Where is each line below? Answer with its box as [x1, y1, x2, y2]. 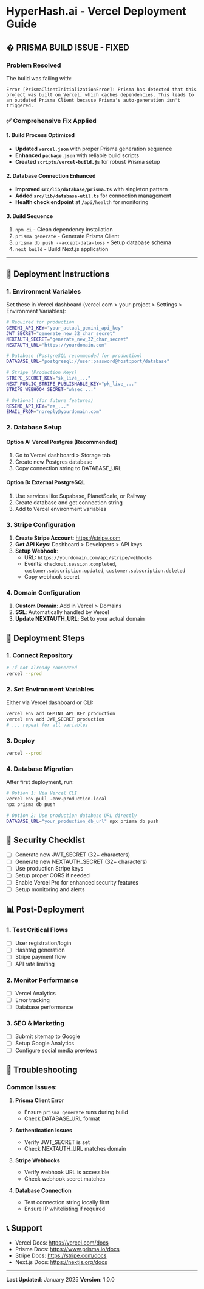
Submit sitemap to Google [15, 1033, 80, 1040]
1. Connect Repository [6, 651, 73, 659]
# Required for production [6, 319, 75, 325]
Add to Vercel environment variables [15, 505, 107, 512]
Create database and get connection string [15, 498, 123, 506]
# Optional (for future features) [6, 397, 94, 403]
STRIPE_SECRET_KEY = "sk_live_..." [6, 375, 91, 381]
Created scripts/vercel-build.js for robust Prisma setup [15, 158, 160, 165]
